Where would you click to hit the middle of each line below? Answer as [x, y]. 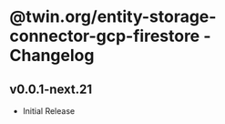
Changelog [52, 56]
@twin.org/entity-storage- [113, 17]
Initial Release [49, 111]
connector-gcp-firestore [105, 36]
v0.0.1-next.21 [51, 89]
